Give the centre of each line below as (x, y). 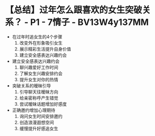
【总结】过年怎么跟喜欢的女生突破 (74, 10)
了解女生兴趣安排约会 (41, 73)
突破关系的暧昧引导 (32, 86)
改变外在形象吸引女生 (41, 43)
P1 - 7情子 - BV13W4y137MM (89, 22)
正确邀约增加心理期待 (33, 110)
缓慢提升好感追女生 (39, 128)
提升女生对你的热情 (39, 79)
